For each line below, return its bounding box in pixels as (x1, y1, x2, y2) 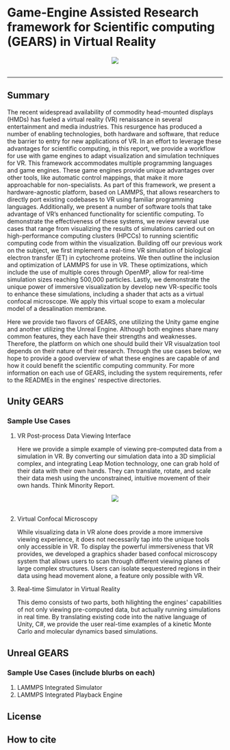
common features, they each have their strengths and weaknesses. (7, 332, 197, 340)
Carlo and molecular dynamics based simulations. (16, 627, 158, 636)
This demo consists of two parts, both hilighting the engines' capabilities (16, 598, 222, 607)
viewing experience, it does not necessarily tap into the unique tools (16, 536, 210, 544)
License (7, 710, 42, 722)
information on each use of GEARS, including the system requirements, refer (7, 368, 222, 377)
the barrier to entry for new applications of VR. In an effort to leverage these (7, 137, 222, 145)
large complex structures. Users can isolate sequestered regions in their (16, 564, 221, 573)
